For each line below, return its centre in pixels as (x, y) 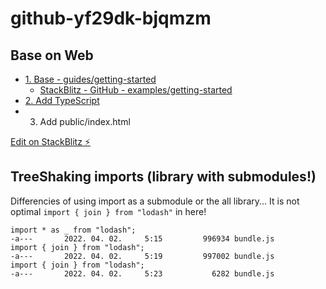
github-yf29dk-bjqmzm (111, 18)
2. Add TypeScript (62, 100)
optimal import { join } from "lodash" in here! (108, 211)
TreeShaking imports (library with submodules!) (163, 177)
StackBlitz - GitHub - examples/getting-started (136, 90)
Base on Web (52, 55)
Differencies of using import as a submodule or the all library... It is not (155, 201)
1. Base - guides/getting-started (90, 79)
